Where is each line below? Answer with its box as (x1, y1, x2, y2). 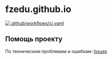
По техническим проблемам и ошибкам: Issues (5, 48, 107, 54)
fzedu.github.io (5, 4, 71, 15)
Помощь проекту (5, 35, 63, 43)
